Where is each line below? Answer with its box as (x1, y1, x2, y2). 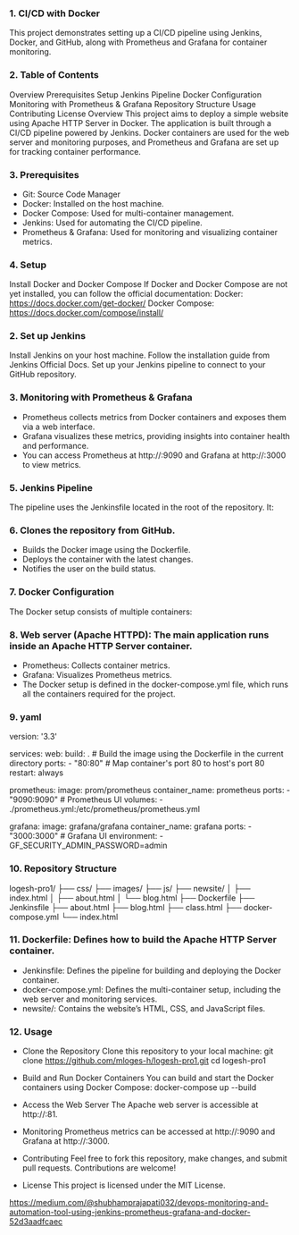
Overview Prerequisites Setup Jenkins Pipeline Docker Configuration (9, 89, 262, 100)
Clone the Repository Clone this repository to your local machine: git (21, 1045, 274, 1057)
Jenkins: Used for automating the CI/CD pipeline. (21, 217, 203, 228)
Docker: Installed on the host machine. (21, 198, 164, 208)
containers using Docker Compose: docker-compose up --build (21, 1082, 257, 1093)
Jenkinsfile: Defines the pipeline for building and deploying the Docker (21, 965, 281, 976)
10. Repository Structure (9, 862, 118, 875)
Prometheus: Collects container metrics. (21, 660, 171, 671)
